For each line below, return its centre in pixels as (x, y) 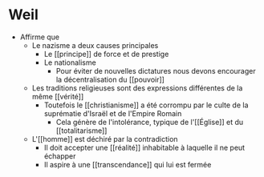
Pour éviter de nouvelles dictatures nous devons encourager (156, 70)
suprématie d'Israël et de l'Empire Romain (113, 113)
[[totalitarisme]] (81, 131)
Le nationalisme (70, 62)
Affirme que (40, 37)
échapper (60, 156)
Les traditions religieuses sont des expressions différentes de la (137, 88)
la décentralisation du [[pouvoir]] (110, 79)
